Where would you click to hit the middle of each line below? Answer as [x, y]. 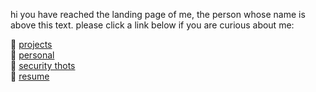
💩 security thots [43, 65]
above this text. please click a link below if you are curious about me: [152, 25]
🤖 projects [31, 44]
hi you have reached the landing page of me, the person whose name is [158, 14]
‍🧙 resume [30, 76]
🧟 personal [32, 55]
